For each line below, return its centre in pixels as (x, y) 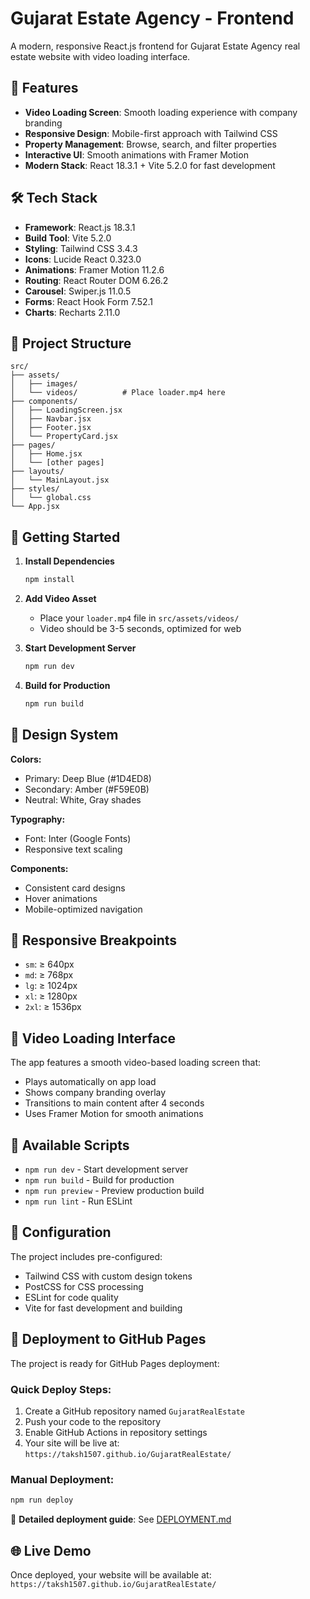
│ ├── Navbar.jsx (51, 419)
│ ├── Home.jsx (46, 454)
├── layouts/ (37, 472)
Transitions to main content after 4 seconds (114, 1103)
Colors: (26, 759)
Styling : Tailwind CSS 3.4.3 (81, 248)
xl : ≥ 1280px (51, 996)
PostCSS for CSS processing (84, 1286)
